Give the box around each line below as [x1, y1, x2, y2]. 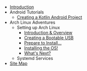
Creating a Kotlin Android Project [16, 14, 82, 20]
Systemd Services [16, 56, 53, 61]
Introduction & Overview [24, 30, 72, 35]
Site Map [9, 60, 28, 66]
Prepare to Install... [24, 40, 62, 45]
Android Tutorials [9, 9, 44, 15]
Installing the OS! [24, 45, 58, 51]
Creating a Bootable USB [24, 35, 74, 41]
